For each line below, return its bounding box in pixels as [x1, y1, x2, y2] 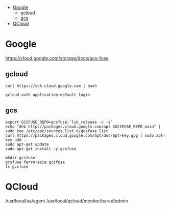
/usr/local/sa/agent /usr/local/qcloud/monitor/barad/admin [5, 198, 129, 204]
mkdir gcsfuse [5, 155, 36, 160]
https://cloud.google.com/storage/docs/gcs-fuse [5, 55, 109, 61]
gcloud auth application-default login [5, 92, 90, 97]
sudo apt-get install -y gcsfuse [5, 146, 77, 152]
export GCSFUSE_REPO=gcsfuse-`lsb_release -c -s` [5, 120, 113, 125]
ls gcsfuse [5, 164, 29, 169]
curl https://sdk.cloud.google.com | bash [5, 83, 97, 88]
